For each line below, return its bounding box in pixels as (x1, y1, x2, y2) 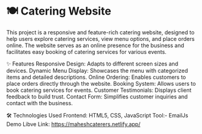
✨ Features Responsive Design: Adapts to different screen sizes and (6, 60, 179, 67)
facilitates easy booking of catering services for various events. (6, 48, 167, 55)
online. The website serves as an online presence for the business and (6, 42, 185, 49)
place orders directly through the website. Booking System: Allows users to (6, 80, 196, 87)
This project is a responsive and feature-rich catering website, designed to (6, 28, 195, 36)
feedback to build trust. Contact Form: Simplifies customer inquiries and (6, 92, 188, 100)
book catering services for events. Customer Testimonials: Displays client (6, 86, 192, 94)
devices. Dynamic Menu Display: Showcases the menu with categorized (6, 67, 189, 74)
